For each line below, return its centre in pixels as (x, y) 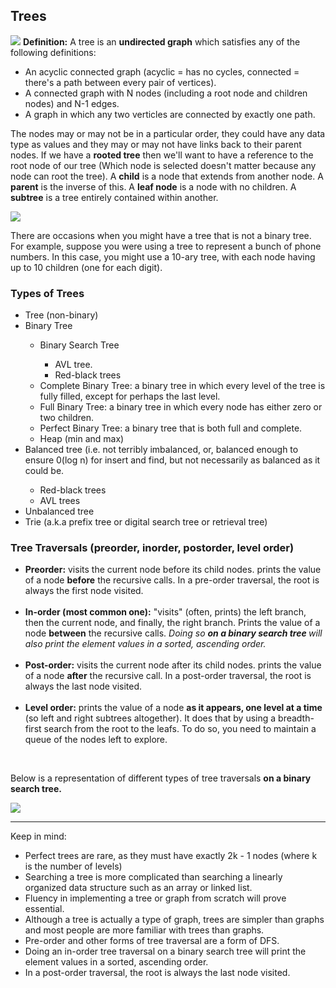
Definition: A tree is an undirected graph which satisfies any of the (161, 41)
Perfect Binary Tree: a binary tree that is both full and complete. (171, 428)
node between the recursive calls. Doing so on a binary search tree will (173, 633)
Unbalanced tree (59, 511)
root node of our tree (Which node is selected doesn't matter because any (163, 165)
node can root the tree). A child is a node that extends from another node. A (167, 176)
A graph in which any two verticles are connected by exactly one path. (170, 114)
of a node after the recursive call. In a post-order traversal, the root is (168, 676)
